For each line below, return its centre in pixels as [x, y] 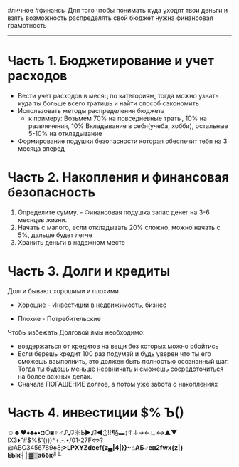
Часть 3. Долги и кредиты [89, 272]
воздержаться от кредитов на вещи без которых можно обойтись [118, 346]
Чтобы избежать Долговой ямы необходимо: [76, 332]
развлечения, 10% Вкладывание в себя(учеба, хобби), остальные [128, 126]
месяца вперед [41, 148]
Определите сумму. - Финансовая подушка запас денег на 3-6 [113, 212]
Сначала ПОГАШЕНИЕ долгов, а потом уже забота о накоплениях [118, 384]
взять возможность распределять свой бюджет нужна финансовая [110, 18]
